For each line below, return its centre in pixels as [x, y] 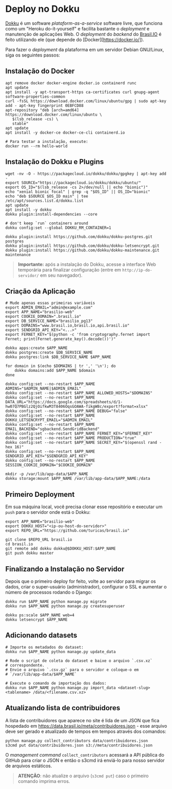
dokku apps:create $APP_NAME [36, 348]
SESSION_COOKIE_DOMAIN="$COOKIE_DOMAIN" [49, 465]
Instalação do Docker [40, 71]
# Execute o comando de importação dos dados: [56, 683]
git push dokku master [30, 553]
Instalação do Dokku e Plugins [55, 162]
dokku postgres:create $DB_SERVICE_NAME [49, 353]
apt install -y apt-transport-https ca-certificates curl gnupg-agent [82, 92]
